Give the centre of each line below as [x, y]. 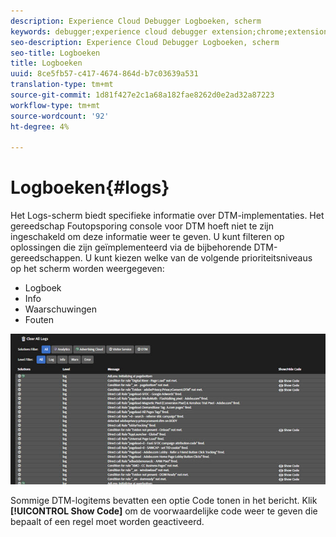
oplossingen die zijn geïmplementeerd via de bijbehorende [131, 247]
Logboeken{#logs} [90, 187]
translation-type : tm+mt [62, 85]
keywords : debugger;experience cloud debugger [109, 31]
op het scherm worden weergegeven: [87, 269]
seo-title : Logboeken [55, 53]
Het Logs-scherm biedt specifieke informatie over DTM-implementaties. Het [167, 216]
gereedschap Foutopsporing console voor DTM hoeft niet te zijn [142, 226]
